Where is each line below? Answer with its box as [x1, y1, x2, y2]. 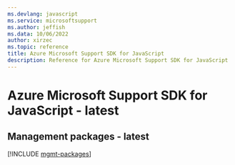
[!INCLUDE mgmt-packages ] [7, 149, 91, 158]
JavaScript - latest [7, 102, 119, 118]
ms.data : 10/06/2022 [7, 30, 69, 38]
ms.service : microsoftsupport [7, 17, 98, 24]
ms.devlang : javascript [7, 10, 79, 18]
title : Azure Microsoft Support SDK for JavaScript [7, 50, 164, 58]
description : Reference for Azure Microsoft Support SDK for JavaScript [7, 57, 229, 64]
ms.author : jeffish [7, 23, 66, 31]
